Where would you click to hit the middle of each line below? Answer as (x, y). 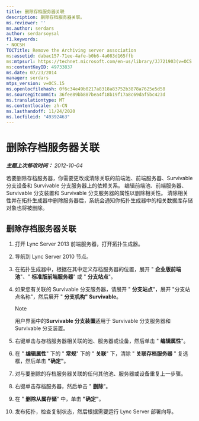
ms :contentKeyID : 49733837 (39, 67)
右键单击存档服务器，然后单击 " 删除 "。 (63, 386)
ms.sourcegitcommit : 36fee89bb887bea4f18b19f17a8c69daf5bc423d (86, 95)
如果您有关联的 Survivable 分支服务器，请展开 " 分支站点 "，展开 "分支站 (102, 289)
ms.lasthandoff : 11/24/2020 (41, 111)
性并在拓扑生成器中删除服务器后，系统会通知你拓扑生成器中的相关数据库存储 (99, 200)
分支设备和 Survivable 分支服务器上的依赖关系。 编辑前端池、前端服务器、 (97, 186)
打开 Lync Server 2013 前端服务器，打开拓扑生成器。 (79, 244)
